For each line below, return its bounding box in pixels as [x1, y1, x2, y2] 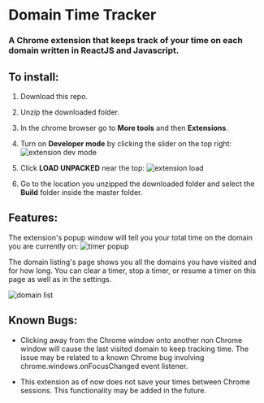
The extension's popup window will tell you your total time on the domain [8, 232, 253, 242]
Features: [8, 211, 58, 225]
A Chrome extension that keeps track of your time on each [8, 35, 244, 46]
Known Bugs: [8, 314, 78, 327]
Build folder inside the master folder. [19, 187, 143, 197]
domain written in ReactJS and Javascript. [8, 45, 180, 56]
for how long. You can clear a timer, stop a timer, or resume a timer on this [8, 266, 257, 275]
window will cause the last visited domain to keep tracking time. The [19, 344, 249, 353]
